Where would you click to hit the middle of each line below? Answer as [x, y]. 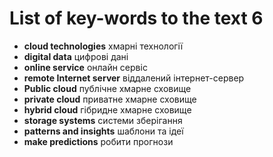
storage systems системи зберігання [103, 120]
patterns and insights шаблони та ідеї [103, 131]
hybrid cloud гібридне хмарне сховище [107, 109]
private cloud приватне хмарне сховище [110, 99]
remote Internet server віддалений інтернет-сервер [134, 78]
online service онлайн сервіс [85, 67]
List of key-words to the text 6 [136, 18]
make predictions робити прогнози [98, 141]
